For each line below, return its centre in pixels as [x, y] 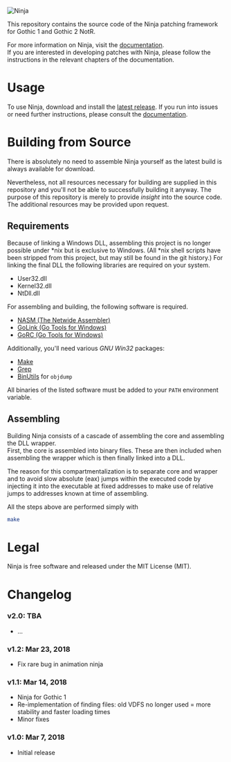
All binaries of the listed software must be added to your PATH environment [113, 390]
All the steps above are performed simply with [73, 507]
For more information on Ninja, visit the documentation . [86, 45]
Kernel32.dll [34, 286]
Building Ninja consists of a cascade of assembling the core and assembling [116, 435]
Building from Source [69, 142]
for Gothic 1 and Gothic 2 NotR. [51, 32]
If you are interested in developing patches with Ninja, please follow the [109, 52]
